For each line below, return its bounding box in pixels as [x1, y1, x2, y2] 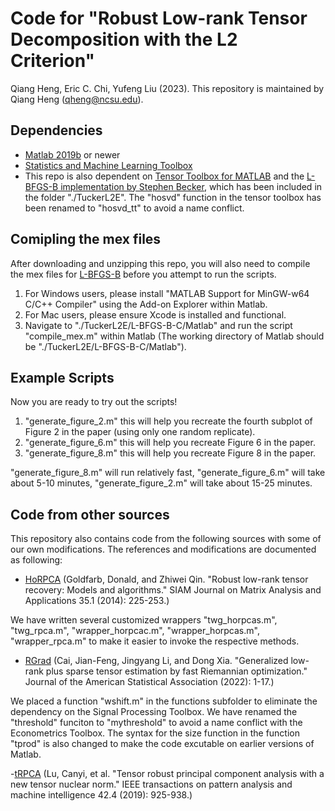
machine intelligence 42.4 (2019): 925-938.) [10, 789, 193, 801]
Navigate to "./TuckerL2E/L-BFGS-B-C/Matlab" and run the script [24, 319, 293, 331]
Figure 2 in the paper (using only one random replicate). [24, 426, 256, 438]
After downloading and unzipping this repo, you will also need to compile [10, 257, 311, 269]
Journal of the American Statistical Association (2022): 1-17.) [24, 676, 275, 688]
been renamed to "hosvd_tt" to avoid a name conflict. [24, 202, 245, 214]
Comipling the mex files [10, 231, 162, 248]
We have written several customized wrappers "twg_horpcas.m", [10, 614, 278, 626]
